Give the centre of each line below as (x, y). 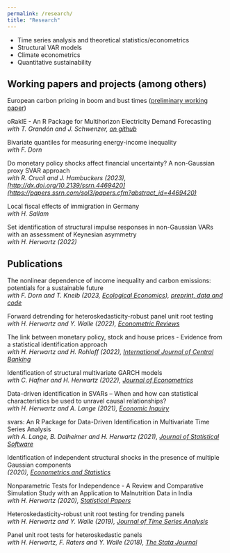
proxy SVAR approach (39, 170)
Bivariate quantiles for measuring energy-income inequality (92, 143)
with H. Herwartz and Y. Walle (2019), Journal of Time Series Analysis (108, 522)
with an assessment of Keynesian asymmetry (72, 234)
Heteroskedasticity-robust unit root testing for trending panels (96, 514)
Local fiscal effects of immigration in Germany (73, 207)
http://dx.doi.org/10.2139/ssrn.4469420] (67, 186)
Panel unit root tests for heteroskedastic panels (75, 535)
